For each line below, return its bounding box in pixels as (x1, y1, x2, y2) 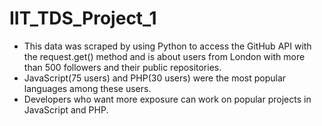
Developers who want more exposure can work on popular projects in (23, 93, 312, 105)
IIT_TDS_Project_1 (9, 7, 157, 30)
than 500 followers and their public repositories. (23, 61, 222, 73)
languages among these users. (23, 82, 152, 94)
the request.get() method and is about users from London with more (23, 50, 306, 62)
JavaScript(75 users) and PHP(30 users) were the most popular (23, 72, 287, 84)
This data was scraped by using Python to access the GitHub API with (23, 40, 312, 52)
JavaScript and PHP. (23, 103, 109, 116)
